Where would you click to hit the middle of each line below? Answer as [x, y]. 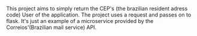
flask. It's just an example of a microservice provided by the [80, 21]
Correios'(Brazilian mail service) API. [51, 27]
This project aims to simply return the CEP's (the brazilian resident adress [97, 9]
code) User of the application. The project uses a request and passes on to [99, 15]
